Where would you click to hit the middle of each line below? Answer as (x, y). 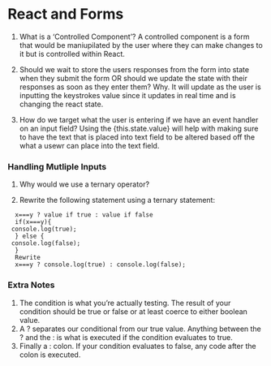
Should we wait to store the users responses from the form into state (134, 69)
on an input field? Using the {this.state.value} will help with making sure (139, 128)
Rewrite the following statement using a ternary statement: (117, 200)
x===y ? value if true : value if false (84, 215)
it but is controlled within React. (72, 54)
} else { (30, 236)
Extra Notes (31, 285)
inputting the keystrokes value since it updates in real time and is (127, 95)
